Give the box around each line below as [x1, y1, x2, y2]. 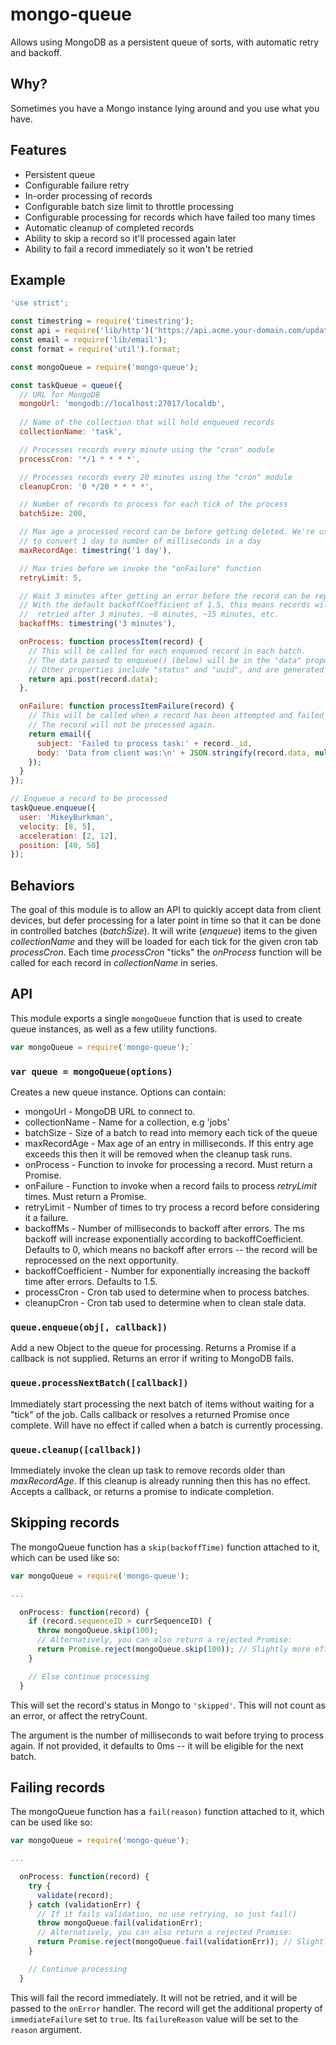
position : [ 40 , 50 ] [19, 840, 101, 850]
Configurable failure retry [24, 179, 130, 191]
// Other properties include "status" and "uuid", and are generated [28, 664, 325, 675]
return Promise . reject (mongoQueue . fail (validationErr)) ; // [36, 1937, 293, 1947]
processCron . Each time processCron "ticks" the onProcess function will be [10, 946, 322, 958]
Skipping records [10, 1514, 120, 1532]
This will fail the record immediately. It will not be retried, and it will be [10, 1991, 298, 2003]
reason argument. [10, 2023, 82, 2035]
